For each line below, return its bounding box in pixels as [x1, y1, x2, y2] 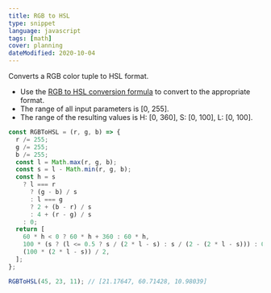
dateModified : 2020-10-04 [8, 49, 95, 57]
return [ [15, 225, 45, 233]
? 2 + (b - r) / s [29, 203, 92, 211]
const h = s [15, 173, 56, 181]
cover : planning [8, 42, 63, 50]
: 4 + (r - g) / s [29, 210, 92, 218]
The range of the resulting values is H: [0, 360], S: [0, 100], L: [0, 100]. [19, 113, 253, 122]
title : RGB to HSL [8, 11, 70, 20]
